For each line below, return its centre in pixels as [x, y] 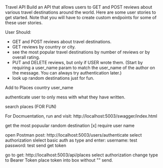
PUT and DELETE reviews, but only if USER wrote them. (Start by [77, 62]
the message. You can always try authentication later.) [67, 73]
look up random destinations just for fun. [53, 78]
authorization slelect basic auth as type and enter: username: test [71, 140]
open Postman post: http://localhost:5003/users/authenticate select [73, 135]
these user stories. [24, 23]
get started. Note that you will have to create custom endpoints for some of [81, 17]
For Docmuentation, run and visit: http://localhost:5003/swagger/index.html [81, 116]
